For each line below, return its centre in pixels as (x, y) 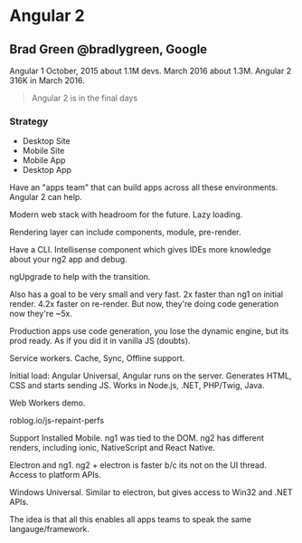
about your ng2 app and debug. (69, 260)
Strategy (29, 121)
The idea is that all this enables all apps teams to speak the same (130, 519)
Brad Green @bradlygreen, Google (109, 49)
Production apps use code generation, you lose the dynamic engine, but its (149, 331)
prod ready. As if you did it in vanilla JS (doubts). (100, 341)
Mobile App (44, 160)
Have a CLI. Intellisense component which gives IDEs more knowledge (140, 250)
